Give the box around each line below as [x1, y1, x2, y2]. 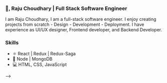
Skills [5, 39, 19, 46]
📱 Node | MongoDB [12, 56, 52, 62]
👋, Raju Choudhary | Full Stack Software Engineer [5, 5, 127, 12]
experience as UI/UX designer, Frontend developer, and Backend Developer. [5, 27, 162, 33]
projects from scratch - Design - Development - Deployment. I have [5, 21, 144, 27]
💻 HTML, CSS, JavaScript [12, 61, 67, 67]
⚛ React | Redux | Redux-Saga [12, 50, 76, 57]
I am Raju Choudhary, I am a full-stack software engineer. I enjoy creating [5, 16, 156, 22]
